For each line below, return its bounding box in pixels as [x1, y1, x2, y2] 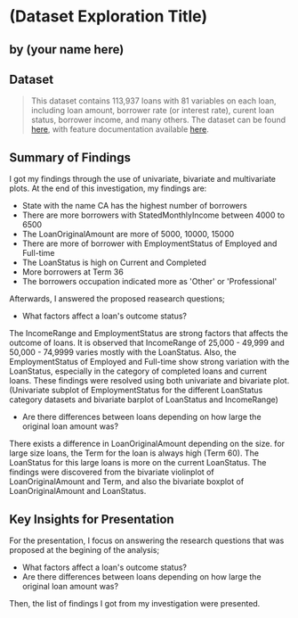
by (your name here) [9, 42, 125, 57]
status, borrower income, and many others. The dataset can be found [30, 114, 286, 126]
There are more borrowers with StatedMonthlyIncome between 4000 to [21, 210, 286, 220]
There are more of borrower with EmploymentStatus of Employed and [21, 238, 278, 249]
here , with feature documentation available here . [30, 124, 209, 135]
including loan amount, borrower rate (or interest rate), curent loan [30, 105, 275, 116]
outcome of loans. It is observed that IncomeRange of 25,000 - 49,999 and [9, 337, 285, 349]
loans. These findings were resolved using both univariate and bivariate [9, 375, 271, 386]
